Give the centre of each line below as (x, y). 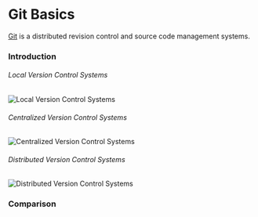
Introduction (32, 56)
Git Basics (42, 14)
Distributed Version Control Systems (67, 159)
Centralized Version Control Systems (68, 117)
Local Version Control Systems (58, 75)
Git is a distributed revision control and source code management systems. (129, 36)
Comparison (32, 204)
